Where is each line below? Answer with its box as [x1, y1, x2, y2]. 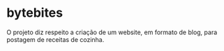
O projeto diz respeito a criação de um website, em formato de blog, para [6, 28, 218, 36]
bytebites [6, 5, 64, 21]
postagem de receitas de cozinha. [6, 35, 105, 43]
